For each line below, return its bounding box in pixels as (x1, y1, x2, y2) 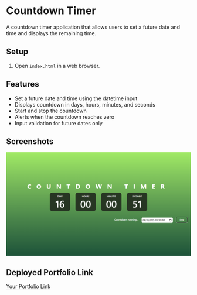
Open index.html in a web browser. (14, 62, 100, 69)
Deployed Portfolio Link (6, 267, 94, 277)
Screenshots (6, 136, 54, 146)
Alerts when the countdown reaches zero (14, 113, 115, 121)
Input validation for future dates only (14, 119, 103, 126)
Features (6, 79, 39, 89)
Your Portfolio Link (6, 283, 51, 290)
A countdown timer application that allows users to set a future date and (6, 23, 181, 30)
